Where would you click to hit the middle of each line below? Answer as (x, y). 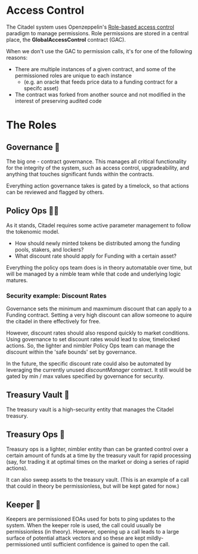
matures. (17, 280)
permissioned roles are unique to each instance (73, 75)
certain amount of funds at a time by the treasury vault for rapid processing (99, 455)
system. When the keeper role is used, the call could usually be (84, 525)
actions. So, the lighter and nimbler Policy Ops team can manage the (90, 346)
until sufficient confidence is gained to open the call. (105, 544)
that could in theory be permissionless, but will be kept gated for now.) (93, 486)
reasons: (17, 57)
